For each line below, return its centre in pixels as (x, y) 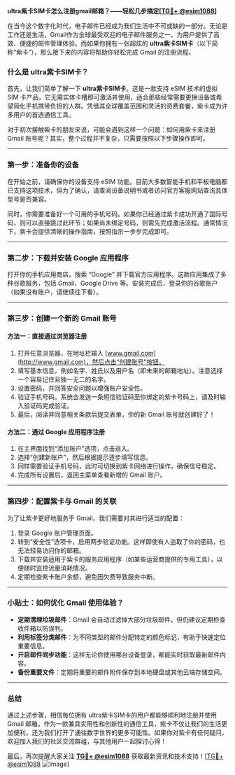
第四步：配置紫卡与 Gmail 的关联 (62, 501)
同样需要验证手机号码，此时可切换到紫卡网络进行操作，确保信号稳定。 (119, 466)
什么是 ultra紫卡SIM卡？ (48, 71)
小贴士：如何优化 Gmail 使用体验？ (65, 603)
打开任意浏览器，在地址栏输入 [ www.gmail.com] (86, 354)
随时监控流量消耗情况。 (57, 568)
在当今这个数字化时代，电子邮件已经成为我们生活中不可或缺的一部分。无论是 (117, 26)
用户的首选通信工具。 (44, 115)
